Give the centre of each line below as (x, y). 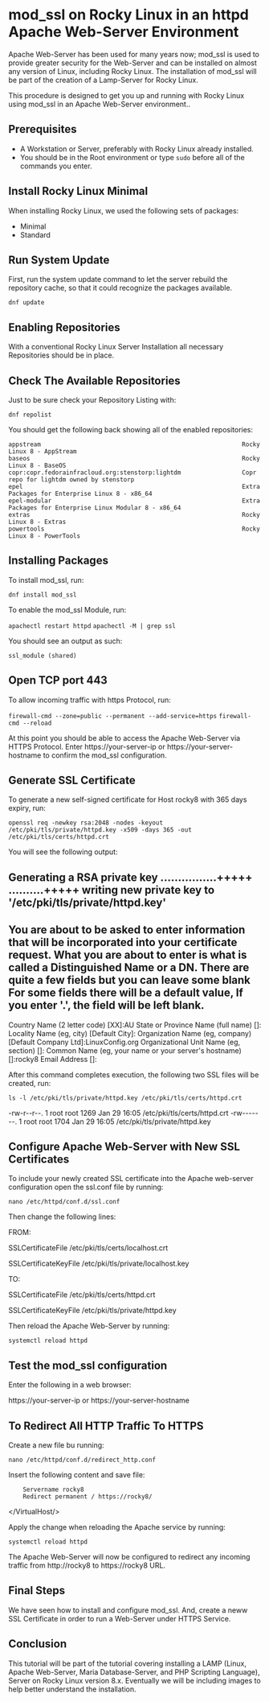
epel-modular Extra (134, 501)
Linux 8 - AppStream (43, 452)
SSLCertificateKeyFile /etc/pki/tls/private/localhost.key (99, 1264)
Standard (35, 234)
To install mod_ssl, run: (46, 580)
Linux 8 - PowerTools (45, 536)
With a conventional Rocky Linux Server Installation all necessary (116, 347)
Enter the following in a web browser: (70, 1385)
